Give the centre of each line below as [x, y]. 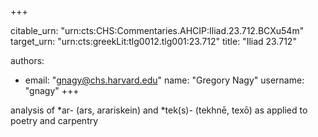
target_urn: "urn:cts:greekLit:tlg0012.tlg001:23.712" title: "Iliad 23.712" [153, 41]
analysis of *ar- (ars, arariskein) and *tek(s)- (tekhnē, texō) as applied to [159, 110]
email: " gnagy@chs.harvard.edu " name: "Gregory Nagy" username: [164, 80]
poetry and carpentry [54, 120]
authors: [27, 60]
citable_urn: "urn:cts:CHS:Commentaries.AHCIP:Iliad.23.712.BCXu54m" [157, 30]
